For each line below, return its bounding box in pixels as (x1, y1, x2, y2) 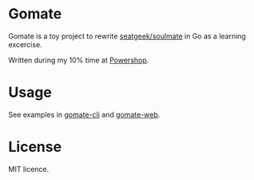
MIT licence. (8, 164, 50, 174)
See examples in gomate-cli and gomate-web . (8, 110, 161, 119)
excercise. (8, 39, 42, 49)
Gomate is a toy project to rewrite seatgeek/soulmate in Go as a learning (8, 31, 246, 41)
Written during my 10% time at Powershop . (8, 55, 149, 65)
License (8, 138, 62, 156)
